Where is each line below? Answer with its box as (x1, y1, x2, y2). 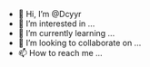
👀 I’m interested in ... (17, 18, 95, 29)
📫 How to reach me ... (17, 48, 103, 58)
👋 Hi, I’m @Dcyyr (17, 9, 82, 19)
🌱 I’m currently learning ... (17, 28, 115, 38)
